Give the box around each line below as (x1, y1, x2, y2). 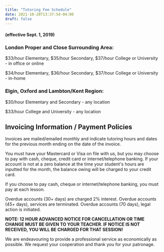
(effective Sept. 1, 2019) (5, 32, 55, 38)
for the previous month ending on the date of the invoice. (5, 141, 122, 147)
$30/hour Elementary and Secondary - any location (5, 99, 110, 105)
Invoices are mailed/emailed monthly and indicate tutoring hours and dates (5, 136, 157, 142)
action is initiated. (5, 207, 41, 212)
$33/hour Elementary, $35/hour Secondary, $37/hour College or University (5, 55, 158, 61)
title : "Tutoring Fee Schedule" (5, 7, 72, 12)
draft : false (5, 16, 32, 21)
